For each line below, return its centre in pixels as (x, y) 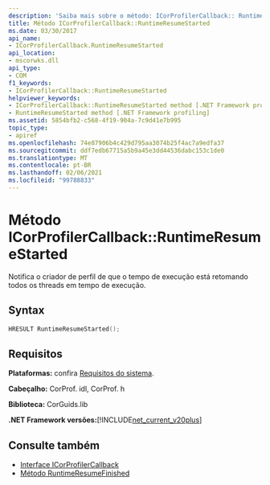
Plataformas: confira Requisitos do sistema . (81, 373)
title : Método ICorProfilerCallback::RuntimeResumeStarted (109, 23)
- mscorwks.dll (34, 61)
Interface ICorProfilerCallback (69, 465)
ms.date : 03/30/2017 (43, 31)
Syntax (27, 310)
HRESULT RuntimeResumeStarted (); (64, 329)
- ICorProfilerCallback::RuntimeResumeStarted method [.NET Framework (129, 105)
